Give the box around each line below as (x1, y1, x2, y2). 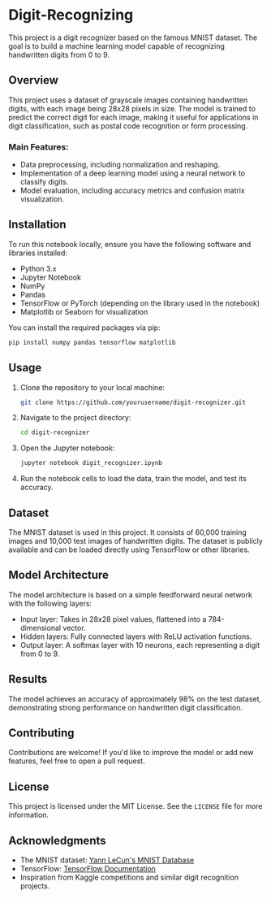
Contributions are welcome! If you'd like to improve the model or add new (8, 748, 254, 758)
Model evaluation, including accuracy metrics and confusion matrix (19, 185, 245, 196)
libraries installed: (8, 248, 67, 258)
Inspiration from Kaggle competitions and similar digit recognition (19, 872, 239, 883)
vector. (62, 623, 87, 632)
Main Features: (8, 141, 69, 152)
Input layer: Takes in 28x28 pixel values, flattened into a (19, 614, 207, 623)
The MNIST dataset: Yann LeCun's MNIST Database (19, 855, 195, 865)
